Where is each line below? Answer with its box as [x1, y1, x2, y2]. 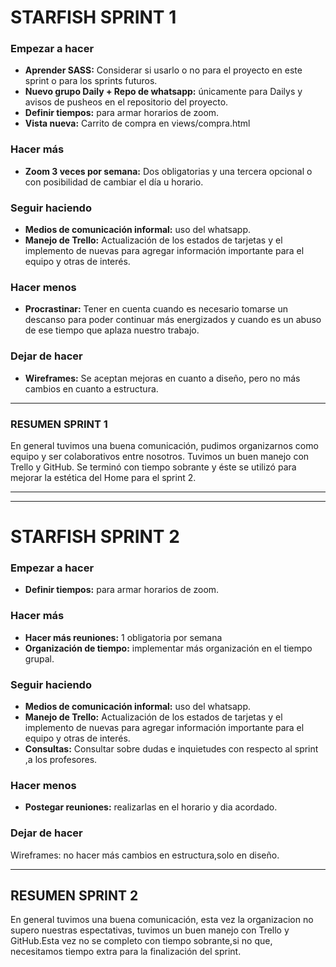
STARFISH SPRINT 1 [10, 6, 177, 29]
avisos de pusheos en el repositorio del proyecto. [24, 96, 229, 108]
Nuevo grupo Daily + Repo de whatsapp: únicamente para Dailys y [24, 86, 303, 98]
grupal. [24, 652, 55, 665]
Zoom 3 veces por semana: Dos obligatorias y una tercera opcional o [24, 165, 313, 177]
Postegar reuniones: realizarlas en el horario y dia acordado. [24, 801, 278, 813]
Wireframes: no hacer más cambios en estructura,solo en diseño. [10, 849, 280, 861]
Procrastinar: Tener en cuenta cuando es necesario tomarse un [24, 303, 288, 315]
